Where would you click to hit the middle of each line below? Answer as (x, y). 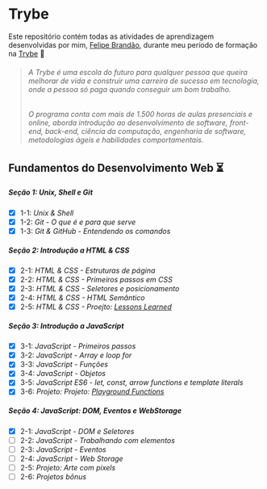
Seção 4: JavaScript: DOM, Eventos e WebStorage (95, 411)
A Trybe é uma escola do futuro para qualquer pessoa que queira (138, 72)
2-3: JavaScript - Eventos (63, 449)
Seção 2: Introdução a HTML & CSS (69, 250)
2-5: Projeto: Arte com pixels (68, 467)
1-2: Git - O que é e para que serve (78, 222)
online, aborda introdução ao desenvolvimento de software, (128, 123)
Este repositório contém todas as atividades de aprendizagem (111, 36)
